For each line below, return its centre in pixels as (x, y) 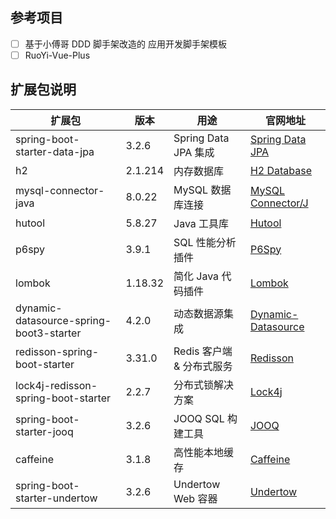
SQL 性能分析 (205, 242)
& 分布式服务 (203, 366)
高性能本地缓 (204, 452)
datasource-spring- (63, 320)
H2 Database (281, 170)
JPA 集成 (194, 152)
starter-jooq (44, 431)
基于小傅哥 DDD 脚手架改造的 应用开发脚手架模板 (125, 44)
